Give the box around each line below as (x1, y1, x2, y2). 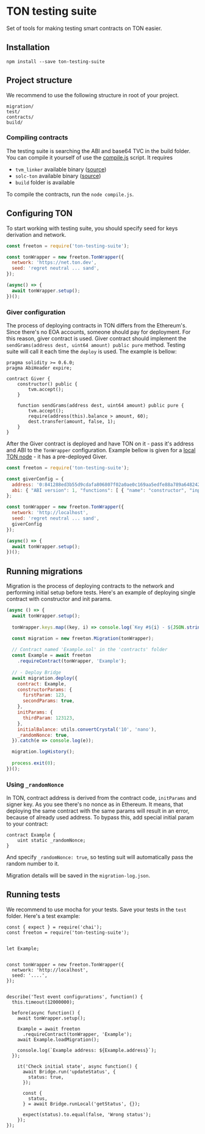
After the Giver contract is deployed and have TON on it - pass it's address (6, 439, 194, 447)
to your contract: (6, 820, 49, 827)
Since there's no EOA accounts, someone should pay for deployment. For (6, 328, 191, 335)
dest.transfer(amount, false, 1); (28, 418, 116, 425)
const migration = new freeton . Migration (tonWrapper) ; (12, 635, 154, 641)
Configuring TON (6, 208, 73, 218)
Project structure (6, 75, 73, 86)
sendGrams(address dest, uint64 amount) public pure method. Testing (6, 341, 185, 348)
